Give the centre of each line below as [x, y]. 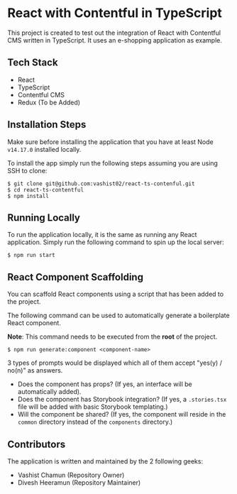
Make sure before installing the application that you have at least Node [111, 142]
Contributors [37, 444]
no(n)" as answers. [35, 370]
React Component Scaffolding [76, 277]
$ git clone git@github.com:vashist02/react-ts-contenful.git [101, 183]
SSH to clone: [27, 170]
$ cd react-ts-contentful [45, 190]
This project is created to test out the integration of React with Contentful [114, 33]
